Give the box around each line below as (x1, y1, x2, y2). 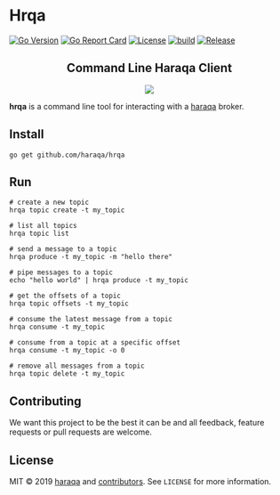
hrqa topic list (9, 229, 69, 239)
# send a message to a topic (9, 245, 117, 254)
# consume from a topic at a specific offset (9, 338, 180, 347)
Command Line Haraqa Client (66, 61, 233, 76)
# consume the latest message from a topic (9, 315, 173, 324)
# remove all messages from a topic (9, 361, 145, 370)
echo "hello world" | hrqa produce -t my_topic (9, 276, 189, 285)
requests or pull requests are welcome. (9, 426, 153, 437)
